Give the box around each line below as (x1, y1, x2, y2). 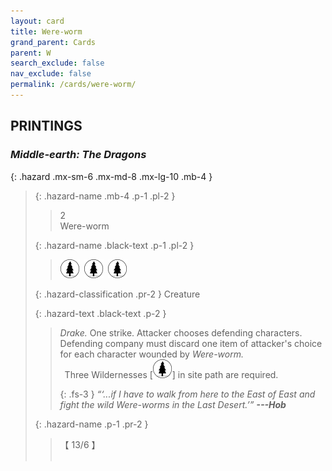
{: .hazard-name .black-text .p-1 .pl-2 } (34, 239, 195, 251)
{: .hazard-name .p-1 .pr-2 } (34, 418, 149, 430)
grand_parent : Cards (10, 37, 97, 47)
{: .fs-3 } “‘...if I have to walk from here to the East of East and (59, 388, 316, 400)
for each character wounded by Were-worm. (59, 348, 245, 360)
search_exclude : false (10, 58, 105, 69)
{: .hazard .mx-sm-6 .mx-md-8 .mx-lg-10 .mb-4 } (10, 170, 213, 182)
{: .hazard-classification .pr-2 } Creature (34, 288, 201, 300)
